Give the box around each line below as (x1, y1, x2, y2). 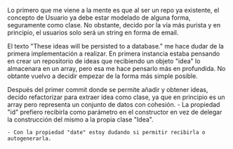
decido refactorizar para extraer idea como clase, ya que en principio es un (7, 93, 226, 101)
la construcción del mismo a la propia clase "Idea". (7, 115, 154, 124)
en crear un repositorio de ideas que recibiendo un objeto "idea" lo (7, 57, 201, 65)
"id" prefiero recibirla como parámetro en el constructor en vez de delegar (7, 108, 222, 116)
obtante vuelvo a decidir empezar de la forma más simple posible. (7, 72, 198, 80)
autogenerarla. (7, 135, 52, 142)
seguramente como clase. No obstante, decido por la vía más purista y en (7, 21, 221, 29)
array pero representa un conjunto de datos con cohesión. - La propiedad (7, 101, 220, 108)
